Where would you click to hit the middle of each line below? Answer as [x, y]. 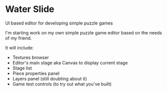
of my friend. [19, 38]
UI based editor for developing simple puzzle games [59, 23]
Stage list [22, 68]
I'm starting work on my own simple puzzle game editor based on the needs [83, 32]
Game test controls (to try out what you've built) [62, 84]
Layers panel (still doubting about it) [50, 78]
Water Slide [30, 9]
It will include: [20, 47]
